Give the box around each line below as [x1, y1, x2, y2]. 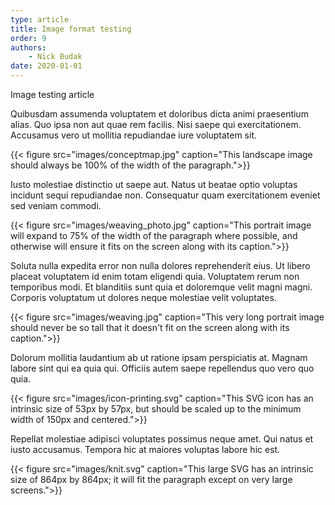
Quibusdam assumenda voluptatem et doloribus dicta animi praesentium [10, 108, 309, 120]
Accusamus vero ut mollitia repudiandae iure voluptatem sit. [10, 129, 258, 141]
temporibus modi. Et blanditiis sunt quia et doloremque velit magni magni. [10, 281, 313, 293]
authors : [10, 42, 47, 53]
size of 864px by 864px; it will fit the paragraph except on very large [10, 474, 293, 485]
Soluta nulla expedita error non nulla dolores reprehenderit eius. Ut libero [10, 260, 311, 271]
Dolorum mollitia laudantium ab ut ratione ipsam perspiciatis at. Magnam [10, 352, 308, 363]
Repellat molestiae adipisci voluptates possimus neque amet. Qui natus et [10, 433, 314, 445]
